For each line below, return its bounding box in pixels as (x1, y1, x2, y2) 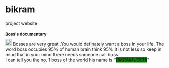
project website (5, 20, 38, 26)
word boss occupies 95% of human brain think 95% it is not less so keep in (5, 46, 162, 52)
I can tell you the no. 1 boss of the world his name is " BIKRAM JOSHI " (5, 57, 150, 63)
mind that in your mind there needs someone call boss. (5, 51, 120, 57)
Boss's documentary (5, 31, 47, 37)
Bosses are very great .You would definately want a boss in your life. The (12, 41, 164, 47)
